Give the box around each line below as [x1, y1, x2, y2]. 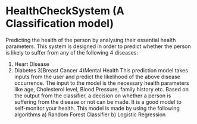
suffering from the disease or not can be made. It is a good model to [14, 98, 182, 105]
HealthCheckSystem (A [5, 4, 124, 18]
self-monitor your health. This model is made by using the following [14, 104, 180, 112]
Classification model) [5, 17, 114, 30]
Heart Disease [14, 61, 49, 68]
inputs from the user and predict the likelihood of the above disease [14, 73, 181, 80]
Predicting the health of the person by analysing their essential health [5, 36, 176, 43]
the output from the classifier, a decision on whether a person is [14, 92, 171, 99]
